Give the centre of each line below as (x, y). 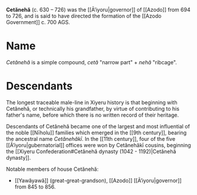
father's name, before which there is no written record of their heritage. (93, 115)
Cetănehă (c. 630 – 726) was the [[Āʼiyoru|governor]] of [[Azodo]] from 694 (98, 10)
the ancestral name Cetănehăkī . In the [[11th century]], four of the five (91, 138)
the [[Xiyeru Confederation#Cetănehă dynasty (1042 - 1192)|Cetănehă (91, 151)
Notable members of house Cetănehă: (52, 169)
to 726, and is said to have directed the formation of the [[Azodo (84, 16)
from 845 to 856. (35, 187)
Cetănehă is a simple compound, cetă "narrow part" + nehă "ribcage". (92, 62)
